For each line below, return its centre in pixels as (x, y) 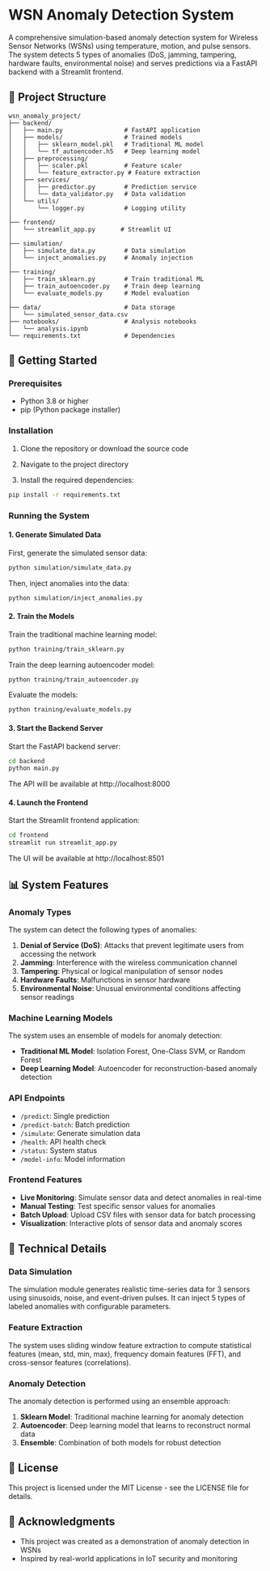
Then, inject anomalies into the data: (69, 583)
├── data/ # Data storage (92, 307)
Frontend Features (45, 1180)
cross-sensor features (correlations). (70, 1362)
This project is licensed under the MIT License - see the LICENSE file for (129, 1488)
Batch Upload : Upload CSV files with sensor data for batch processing (138, 1215)
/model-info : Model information (72, 1159)
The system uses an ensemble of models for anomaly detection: (115, 1035)
